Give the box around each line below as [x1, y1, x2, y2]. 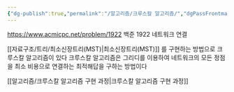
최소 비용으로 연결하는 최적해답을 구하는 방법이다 [14, 62, 147, 70]
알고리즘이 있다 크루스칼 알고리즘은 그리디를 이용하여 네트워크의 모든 [25, 53, 213, 62]
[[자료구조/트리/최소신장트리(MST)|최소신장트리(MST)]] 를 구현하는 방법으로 [7, 44, 216, 53]
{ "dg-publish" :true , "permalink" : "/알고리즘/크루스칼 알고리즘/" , [7, 10, 184, 17]
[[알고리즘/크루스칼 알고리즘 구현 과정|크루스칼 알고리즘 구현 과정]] [7, 77, 189, 85]
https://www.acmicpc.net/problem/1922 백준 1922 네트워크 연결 [7, 30, 188, 38]
